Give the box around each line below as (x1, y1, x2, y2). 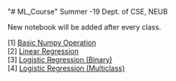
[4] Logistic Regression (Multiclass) (7, 63, 125, 73)
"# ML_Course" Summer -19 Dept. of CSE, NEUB (7, 7, 168, 16)
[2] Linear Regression (7, 47, 80, 55)
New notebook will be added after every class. (7, 22, 162, 31)
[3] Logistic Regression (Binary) (7, 55, 113, 64)
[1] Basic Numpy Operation (7, 38, 96, 47)
